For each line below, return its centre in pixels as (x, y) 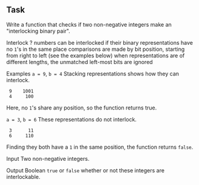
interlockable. (23, 177)
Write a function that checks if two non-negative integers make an (89, 24)
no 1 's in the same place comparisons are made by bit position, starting (96, 49)
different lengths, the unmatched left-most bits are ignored (79, 62)
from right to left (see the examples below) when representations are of (96, 55)
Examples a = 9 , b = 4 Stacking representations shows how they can (93, 73)
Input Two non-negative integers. (48, 158)
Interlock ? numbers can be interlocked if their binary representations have (99, 42)
